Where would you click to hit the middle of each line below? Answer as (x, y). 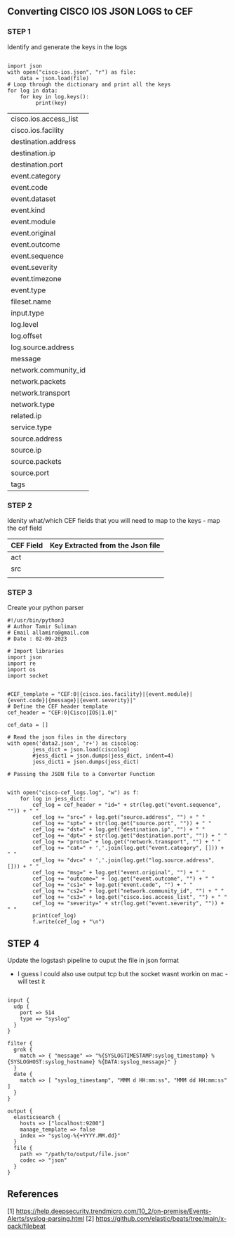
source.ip (26, 450)
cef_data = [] (28, 725)
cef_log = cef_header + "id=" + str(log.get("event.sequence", (127, 805)
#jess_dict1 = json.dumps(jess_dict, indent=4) (103, 756)
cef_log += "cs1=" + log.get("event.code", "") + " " (113, 885)
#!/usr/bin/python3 (36, 621)
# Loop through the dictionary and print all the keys (89, 84)
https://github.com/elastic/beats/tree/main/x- (161, 1218)
